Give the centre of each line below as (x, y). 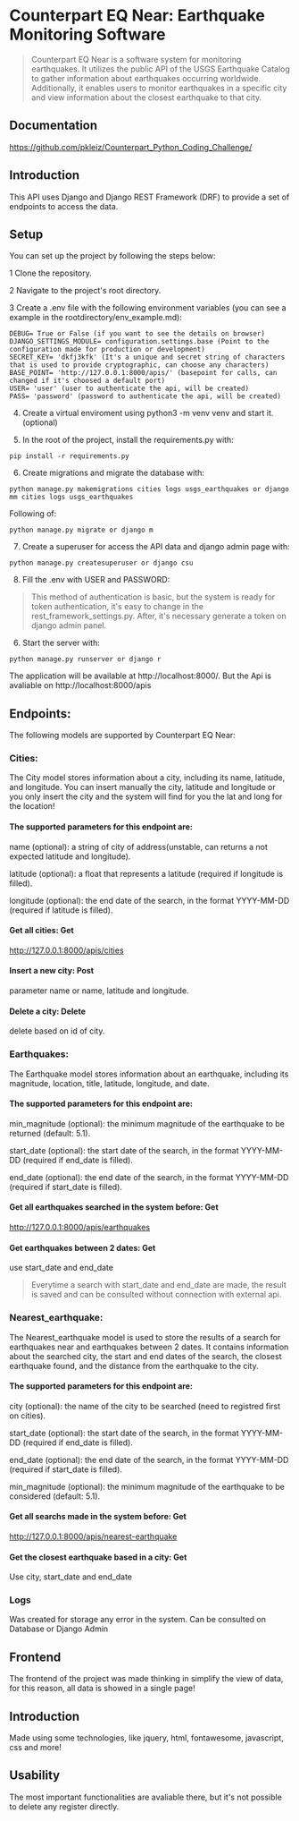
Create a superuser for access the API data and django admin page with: (156, 547)
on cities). (28, 1416)
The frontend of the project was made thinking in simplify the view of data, (146, 1679)
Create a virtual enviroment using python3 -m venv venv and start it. (148, 413)
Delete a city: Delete (48, 1011)
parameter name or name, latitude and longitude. (99, 991)
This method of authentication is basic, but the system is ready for (153, 597)
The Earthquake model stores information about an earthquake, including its (149, 1074)
